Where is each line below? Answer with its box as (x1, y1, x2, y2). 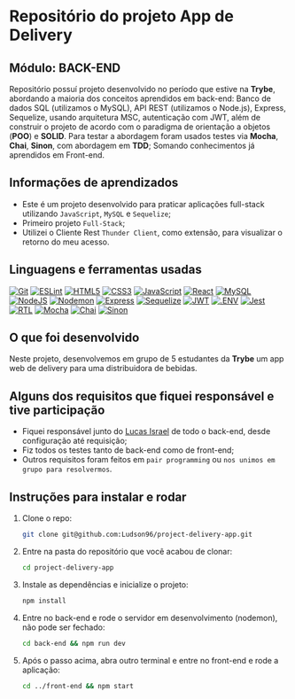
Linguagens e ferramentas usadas (9, 262, 202, 277)
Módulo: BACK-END (9, 60, 121, 75)
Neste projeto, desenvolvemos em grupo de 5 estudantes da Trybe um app (9, 353, 284, 364)
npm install (21, 596, 66, 605)
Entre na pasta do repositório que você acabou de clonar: (21, 546, 233, 556)
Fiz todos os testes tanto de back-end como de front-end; (21, 445, 235, 455)
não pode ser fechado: (21, 622, 105, 633)
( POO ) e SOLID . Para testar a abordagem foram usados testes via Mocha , (9, 131, 279, 141)
